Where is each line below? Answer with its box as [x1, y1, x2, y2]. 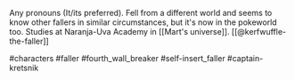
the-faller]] [9, 36, 49, 46]
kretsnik [9, 62, 39, 73]
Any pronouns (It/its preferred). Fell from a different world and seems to [9, 8, 273, 18]
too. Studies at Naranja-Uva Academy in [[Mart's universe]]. [9, 27, 230, 36]
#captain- [226, 53, 264, 63]
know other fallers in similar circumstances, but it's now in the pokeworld [9, 17, 278, 28]
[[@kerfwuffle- [231, 27, 287, 36]
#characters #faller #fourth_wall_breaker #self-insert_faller [9, 53, 225, 63]
